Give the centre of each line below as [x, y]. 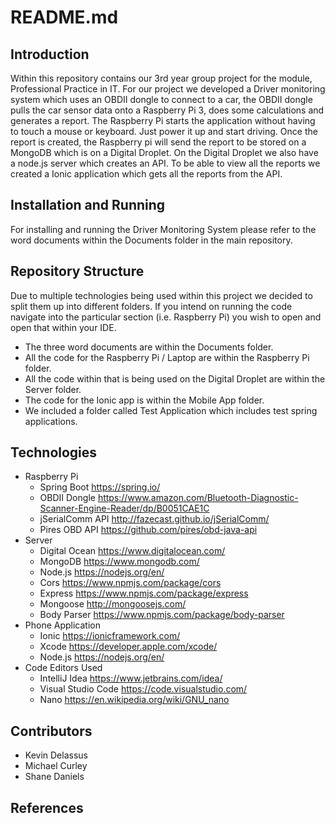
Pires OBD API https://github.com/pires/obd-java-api [148, 530]
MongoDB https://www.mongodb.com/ [119, 562]
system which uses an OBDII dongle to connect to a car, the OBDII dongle [161, 99]
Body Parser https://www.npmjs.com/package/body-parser [162, 615]
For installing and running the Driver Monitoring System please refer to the [163, 229]
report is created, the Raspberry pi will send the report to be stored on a [158, 142]
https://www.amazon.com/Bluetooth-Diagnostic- [198, 498]
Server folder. [53, 389]
